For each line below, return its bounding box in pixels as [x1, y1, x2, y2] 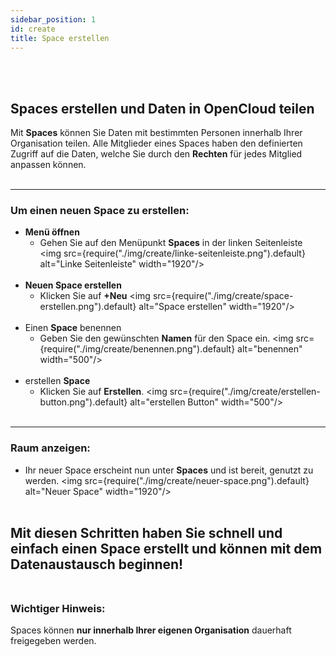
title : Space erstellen [10, 33, 110, 43]
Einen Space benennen [24, 322, 122, 334]
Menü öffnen [24, 226, 80, 238]
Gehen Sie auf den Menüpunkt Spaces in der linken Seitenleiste [39, 237, 303, 249]
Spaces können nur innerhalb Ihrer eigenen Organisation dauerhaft [10, 624, 292, 636]
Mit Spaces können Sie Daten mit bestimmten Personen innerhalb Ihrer [10, 127, 303, 139]
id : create [10, 24, 56, 34]
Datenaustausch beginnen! [10, 556, 184, 573]
